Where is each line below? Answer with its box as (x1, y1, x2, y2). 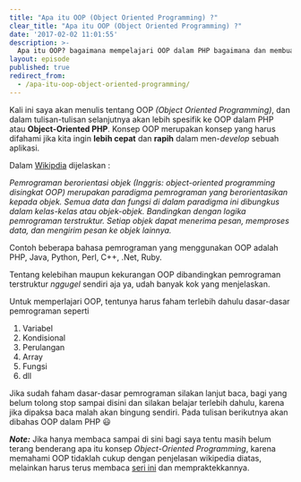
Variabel (21, 323, 54, 333)
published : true (9, 64, 70, 73)
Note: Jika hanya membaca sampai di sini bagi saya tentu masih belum (9, 434, 271, 444)
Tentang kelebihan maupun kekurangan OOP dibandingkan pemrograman (9, 269, 281, 280)
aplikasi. (9, 142, 40, 153)
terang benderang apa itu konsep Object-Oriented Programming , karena (9, 443, 276, 453)
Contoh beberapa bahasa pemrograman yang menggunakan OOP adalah (9, 242, 279, 253)
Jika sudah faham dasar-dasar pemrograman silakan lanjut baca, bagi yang (9, 387, 288, 399)
